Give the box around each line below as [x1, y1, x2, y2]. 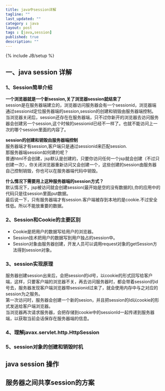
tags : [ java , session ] [5, 30, 52, 35]
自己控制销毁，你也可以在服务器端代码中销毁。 [5, 168, 100, 174]
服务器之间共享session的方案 [5, 378, 95, 387]
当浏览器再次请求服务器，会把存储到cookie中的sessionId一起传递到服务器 [5, 309, 155, 315]
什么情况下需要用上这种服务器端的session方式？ [5, 178, 104, 184]
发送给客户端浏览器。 [9, 303, 53, 309]
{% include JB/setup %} [5, 53, 55, 58]
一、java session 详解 [5, 68, 72, 77]
